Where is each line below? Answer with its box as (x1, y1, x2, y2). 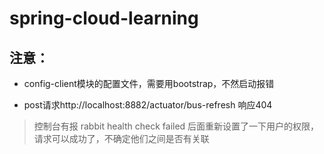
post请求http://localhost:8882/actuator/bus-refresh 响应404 (23, 99, 273, 111)
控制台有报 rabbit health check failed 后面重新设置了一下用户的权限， (33, 120, 320, 132)
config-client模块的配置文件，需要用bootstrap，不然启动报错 (23, 78, 275, 89)
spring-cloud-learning (9, 7, 199, 30)
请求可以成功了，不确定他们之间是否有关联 (33, 133, 210, 144)
